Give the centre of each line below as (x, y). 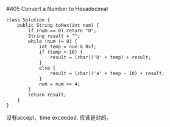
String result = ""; (54, 36)
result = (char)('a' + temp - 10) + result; (107, 73)
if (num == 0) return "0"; (62, 31)
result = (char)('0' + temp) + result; (100, 57)
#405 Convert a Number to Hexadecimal (57, 9)
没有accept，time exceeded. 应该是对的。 (59, 118)
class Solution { (28, 20)
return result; (48, 95)
